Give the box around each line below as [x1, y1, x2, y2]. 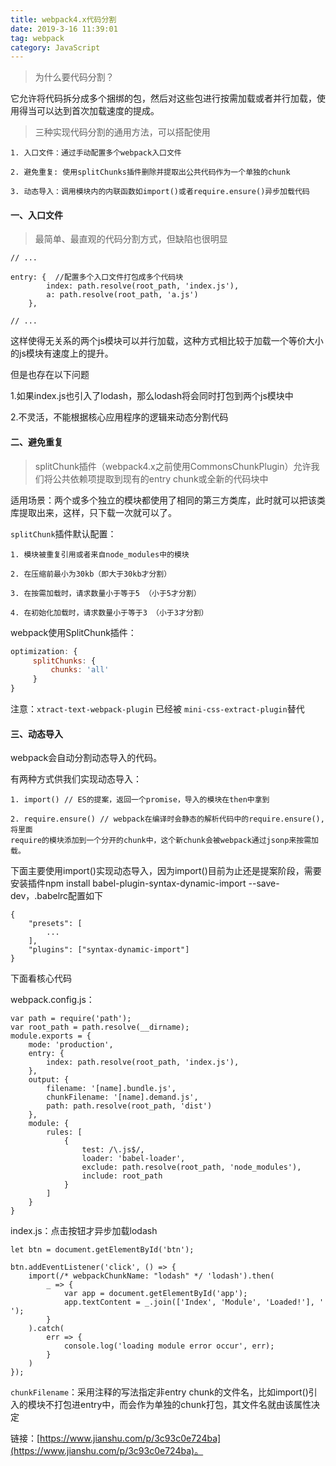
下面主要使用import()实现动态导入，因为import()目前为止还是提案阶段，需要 [10, 865, 322, 877]
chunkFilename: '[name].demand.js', [46, 1092, 199, 1103]
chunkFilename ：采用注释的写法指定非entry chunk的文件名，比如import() [10, 1386, 309, 1398]
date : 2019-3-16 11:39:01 [10, 24, 118, 34]
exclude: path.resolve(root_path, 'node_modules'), [81, 1162, 302, 1173]
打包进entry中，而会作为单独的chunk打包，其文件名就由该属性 [53, 1399, 312, 1411]
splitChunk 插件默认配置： [10, 527, 117, 540]
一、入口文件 [10, 209, 63, 221]
